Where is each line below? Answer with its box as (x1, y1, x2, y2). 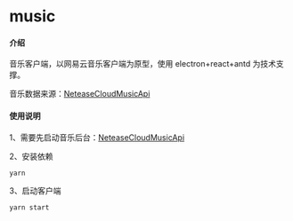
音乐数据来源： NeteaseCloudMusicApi (9, 89, 151, 99)
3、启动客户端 (9, 185, 61, 196)
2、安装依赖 (9, 151, 53, 162)
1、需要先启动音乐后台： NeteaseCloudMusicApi (9, 131, 185, 143)
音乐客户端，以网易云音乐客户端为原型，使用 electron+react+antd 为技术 (9, 59, 277, 69)
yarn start (9, 202, 50, 212)
